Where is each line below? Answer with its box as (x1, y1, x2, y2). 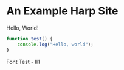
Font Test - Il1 (6, 58, 41, 65)
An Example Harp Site (6, 4, 119, 18)
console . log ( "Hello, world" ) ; (17, 41, 94, 48)
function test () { (6, 36, 53, 42)
